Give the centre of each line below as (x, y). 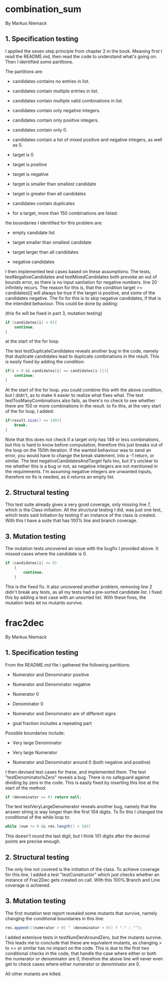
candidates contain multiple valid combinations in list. (68, 100)
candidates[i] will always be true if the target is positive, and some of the (80, 293)
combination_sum (43, 9)
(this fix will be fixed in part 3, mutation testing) (54, 313)
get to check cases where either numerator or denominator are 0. (73, 964)
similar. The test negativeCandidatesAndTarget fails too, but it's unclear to (82, 461)
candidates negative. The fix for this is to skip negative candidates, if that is (83, 298)
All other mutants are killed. (33, 973)
